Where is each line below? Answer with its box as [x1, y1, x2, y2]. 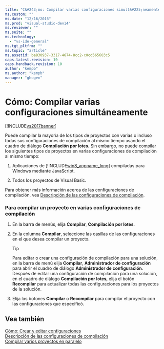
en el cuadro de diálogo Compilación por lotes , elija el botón [12, 276, 135, 282]
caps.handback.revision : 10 [5, 62, 62, 66]
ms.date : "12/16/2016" [5, 16, 51, 21]
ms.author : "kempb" [5, 71, 45, 76]
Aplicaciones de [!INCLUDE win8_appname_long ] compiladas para [12, 162, 145, 169]
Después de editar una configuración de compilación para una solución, [12, 270, 157, 276]
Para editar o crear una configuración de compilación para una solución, [12, 255, 158, 261]
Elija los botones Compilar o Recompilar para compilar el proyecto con [12, 295, 155, 301]
